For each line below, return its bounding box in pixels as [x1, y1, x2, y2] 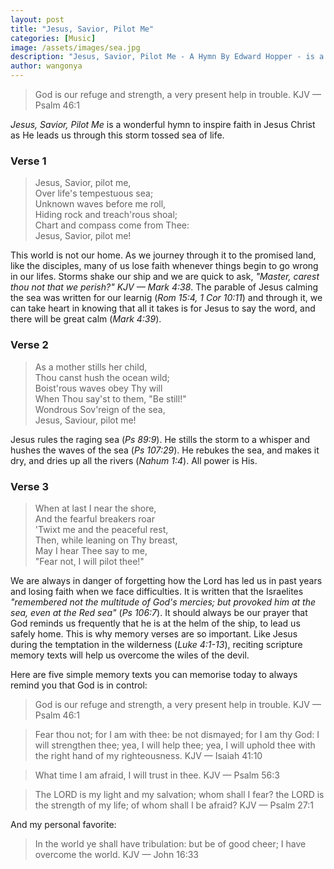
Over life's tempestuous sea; [34, 187, 154, 200]
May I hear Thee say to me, [34, 544, 148, 556]
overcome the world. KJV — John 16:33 [34, 848, 199, 860]
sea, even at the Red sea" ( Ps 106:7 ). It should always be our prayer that [10, 606, 308, 618]
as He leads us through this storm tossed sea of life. [10, 129, 225, 141]
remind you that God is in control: [10, 679, 148, 691]
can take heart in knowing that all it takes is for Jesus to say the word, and [10, 302, 316, 315]
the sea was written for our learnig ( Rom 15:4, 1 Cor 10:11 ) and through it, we [10, 292, 323, 304]
